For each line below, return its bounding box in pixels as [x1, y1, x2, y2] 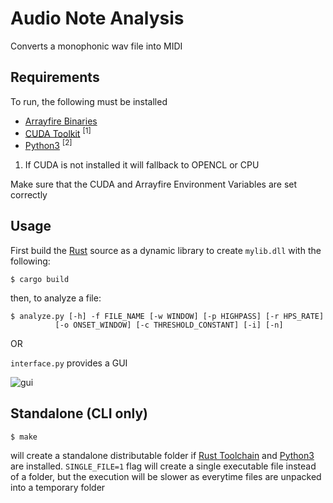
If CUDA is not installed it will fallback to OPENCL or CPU [24, 159, 260, 171]
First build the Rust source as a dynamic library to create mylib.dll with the [10, 244, 322, 256]
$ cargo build [10, 274, 70, 284]
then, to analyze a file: [10, 292, 102, 304]
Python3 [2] [24, 138, 73, 152]
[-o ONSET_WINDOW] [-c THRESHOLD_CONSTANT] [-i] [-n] [54, 320, 284, 330]
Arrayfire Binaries [24, 115, 98, 127]
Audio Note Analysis [10, 7, 185, 30]
